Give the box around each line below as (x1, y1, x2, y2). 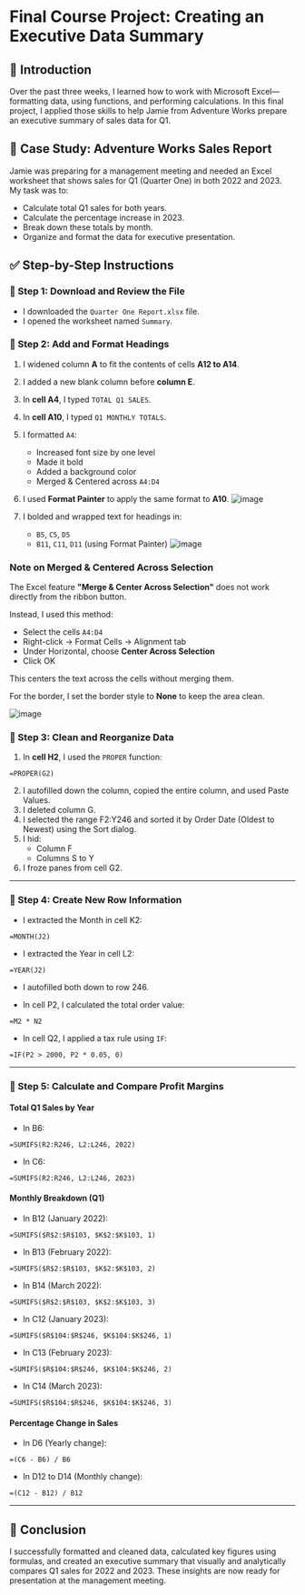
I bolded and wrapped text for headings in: (22, 511, 182, 522)
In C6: (22, 1156, 45, 1167)
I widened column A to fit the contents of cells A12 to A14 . (22, 358, 240, 369)
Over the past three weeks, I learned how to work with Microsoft (9, 86, 250, 96)
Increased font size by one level (35, 446, 156, 457)
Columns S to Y (35, 853, 94, 864)
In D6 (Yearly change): (22, 1438, 107, 1449)
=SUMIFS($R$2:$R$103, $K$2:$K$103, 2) (9, 1264, 156, 1274)
